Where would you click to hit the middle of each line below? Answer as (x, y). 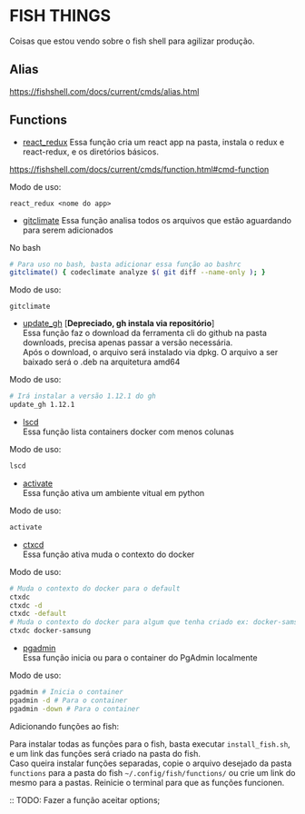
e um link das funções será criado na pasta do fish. (105, 753)
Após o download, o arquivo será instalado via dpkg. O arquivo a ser (150, 352)
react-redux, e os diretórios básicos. (90, 152)
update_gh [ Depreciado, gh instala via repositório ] (118, 323)
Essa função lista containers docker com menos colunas (128, 432)
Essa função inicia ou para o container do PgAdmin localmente (140, 658)
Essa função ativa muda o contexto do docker (108, 554)
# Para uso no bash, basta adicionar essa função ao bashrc (126, 264)
